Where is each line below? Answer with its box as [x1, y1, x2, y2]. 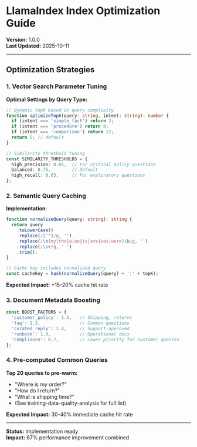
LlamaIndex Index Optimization [6, 4, 161, 18]
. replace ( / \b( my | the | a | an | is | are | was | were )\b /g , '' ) [16, 238, 148, 244]
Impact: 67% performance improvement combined [6, 433, 130, 441]
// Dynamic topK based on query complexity [6, 107, 114, 113]
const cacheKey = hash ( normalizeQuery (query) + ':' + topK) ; [6, 271, 159, 277]
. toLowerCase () [16, 227, 54, 233]
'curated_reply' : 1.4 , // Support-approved [11, 325, 130, 331]
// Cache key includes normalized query [6, 265, 107, 271]
